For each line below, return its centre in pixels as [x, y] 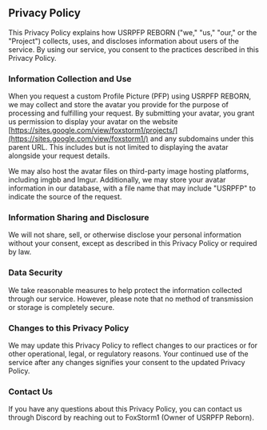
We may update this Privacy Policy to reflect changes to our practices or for [133, 345]
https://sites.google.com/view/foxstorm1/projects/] [94, 131]
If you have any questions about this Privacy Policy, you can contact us [125, 409]
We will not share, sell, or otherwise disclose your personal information [125, 235]
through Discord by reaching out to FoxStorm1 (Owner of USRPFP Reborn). [131, 418]
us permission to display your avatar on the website [93, 122]
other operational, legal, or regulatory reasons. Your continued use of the [129, 354]
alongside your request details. [59, 156]
